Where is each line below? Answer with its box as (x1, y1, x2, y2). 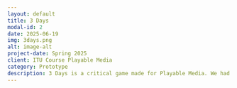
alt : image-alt (7, 43, 53, 50)
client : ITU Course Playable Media (7, 57, 113, 64)
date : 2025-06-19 (7, 30, 59, 38)
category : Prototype (7, 63, 69, 70)
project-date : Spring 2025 (7, 50, 87, 57)
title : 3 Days (7, 17, 50, 24)
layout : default (7, 10, 55, 18)
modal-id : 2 (7, 23, 43, 31)
